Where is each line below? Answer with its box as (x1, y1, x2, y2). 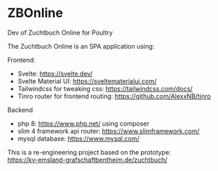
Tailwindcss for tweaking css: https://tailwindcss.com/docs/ (17, 84, 193, 93)
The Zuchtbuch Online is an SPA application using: (7, 42, 155, 50)
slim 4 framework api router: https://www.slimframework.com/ (17, 126, 200, 135)
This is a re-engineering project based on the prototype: (7, 148, 171, 156)
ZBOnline (7, 5, 64, 21)
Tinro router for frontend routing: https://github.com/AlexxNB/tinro (17, 92, 211, 100)
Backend (7, 105, 33, 114)
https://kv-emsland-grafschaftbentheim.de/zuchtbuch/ (7, 155, 168, 164)
